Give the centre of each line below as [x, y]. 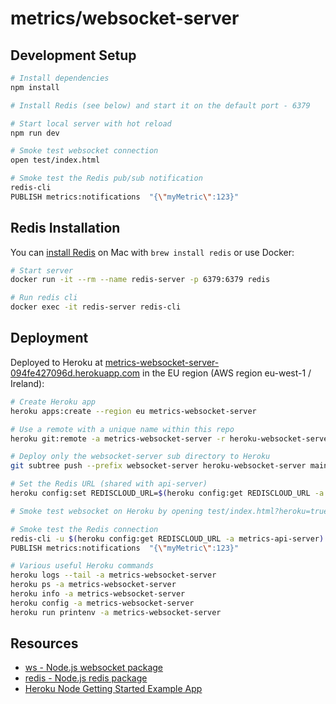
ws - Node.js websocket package [94, 668]
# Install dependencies [60, 78]
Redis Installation [65, 228]
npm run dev [35, 133]
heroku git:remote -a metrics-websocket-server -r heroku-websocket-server [171, 438]
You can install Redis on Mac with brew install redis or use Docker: [152, 252]
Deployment [49, 338]
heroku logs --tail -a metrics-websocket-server [113, 575]
